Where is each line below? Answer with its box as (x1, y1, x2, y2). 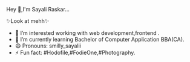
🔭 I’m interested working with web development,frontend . (15, 29, 160, 36)
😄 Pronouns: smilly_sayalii (15, 42, 82, 49)
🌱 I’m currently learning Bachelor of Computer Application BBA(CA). (15, 36, 185, 43)
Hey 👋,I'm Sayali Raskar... (6, 6, 70, 13)
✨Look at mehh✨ (6, 17, 50, 24)
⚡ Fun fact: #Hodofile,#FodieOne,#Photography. (15, 49, 136, 56)
